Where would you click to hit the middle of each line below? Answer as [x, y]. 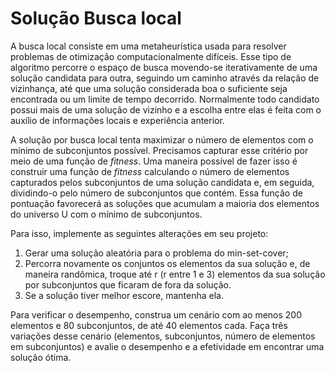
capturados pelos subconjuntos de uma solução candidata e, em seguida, [162, 182]
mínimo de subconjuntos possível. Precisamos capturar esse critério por [159, 150]
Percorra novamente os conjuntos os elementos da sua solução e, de [167, 263]
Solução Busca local [96, 18]
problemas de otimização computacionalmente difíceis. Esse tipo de [151, 56]
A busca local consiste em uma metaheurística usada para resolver [148, 46]
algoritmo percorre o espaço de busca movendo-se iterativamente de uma [164, 67]
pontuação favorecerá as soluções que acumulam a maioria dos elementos [165, 203]
